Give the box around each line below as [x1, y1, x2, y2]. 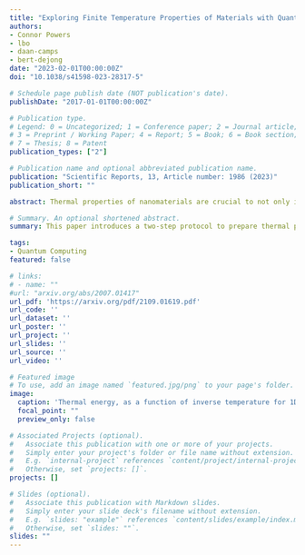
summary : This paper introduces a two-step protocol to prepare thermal [9, 222, 290, 232]
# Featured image [9, 372, 75, 382]
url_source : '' [9, 347, 67, 357]
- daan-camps [9, 47, 59, 56]
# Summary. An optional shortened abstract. [9, 213, 181, 223]
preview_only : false [17, 414, 95, 423]
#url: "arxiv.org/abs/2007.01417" [9, 288, 141, 298]
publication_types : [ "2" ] [9, 147, 107, 157]
